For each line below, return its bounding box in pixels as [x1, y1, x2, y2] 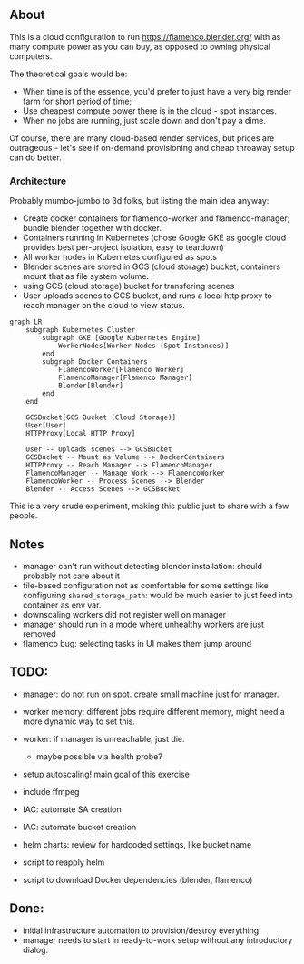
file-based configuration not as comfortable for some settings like [22, 579, 270, 590]
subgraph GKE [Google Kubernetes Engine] [42, 334, 201, 343]
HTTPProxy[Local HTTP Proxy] [25, 429, 136, 438]
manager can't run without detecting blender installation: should [22, 560, 263, 571]
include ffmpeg [22, 786, 80, 797]
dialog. [22, 944, 49, 955]
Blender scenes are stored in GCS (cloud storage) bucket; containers [22, 261, 281, 272]
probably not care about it [22, 570, 121, 581]
